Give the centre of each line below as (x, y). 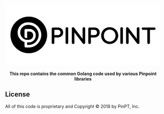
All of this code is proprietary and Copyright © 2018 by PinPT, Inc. (72, 106)
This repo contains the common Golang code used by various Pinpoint (83, 74)
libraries (83, 79)
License (18, 95)
